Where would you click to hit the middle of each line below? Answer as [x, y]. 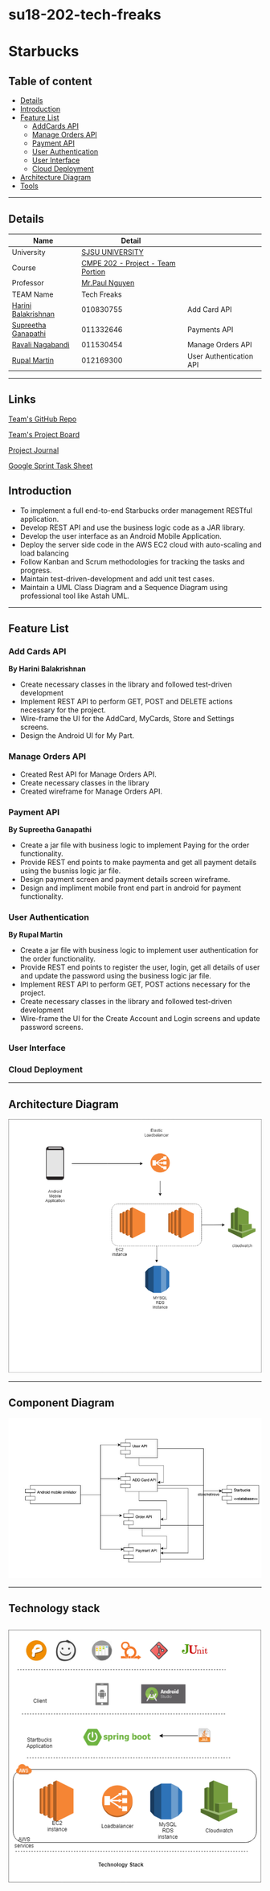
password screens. [51, 1028]
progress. [36, 570]
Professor [28, 283]
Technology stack [54, 1608]
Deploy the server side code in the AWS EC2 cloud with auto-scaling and [141, 544]
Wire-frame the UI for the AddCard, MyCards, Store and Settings [127, 719]
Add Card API [210, 310]
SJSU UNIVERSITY [112, 252]
